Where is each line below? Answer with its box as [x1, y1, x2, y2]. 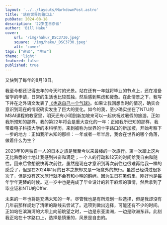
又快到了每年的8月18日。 [5, 77, 56, 83]
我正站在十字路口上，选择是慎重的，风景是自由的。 [5, 215, 110, 221]
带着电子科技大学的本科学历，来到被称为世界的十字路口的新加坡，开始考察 [5, 125, 158, 131]
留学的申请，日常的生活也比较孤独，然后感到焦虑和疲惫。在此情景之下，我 [5, 94, 158, 100]
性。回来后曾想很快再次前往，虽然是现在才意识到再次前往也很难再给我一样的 [5, 160, 162, 167]
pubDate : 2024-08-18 [5, 16, 48, 21]
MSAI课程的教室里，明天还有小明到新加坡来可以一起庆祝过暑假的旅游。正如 [5, 112, 160, 118]
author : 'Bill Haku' [5, 26, 48, 31]
